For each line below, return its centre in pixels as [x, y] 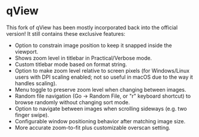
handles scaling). [36, 83]
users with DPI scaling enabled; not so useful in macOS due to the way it [104, 77]
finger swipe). [32, 115]
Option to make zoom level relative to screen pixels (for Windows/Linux [102, 70]
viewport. [27, 51]
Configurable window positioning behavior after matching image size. [100, 121]
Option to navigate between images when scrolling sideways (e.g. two [101, 108]
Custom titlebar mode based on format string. [71, 64]
